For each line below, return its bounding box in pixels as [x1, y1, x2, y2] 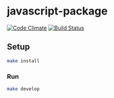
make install [7, 57, 40, 64]
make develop [7, 86, 40, 92]
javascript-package [7, 4, 108, 18]
